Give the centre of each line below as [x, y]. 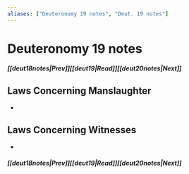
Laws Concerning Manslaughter [79, 91]
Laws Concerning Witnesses [72, 130]
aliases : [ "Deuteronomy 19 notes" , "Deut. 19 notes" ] [88, 14]
